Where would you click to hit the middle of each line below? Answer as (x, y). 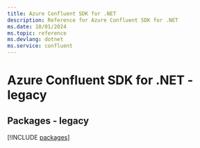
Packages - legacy (48, 121)
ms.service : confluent (40, 46)
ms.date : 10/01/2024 (37, 26)
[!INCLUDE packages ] (39, 137)
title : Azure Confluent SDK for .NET (62, 14)
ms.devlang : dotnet (35, 40)
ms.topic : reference (37, 33)
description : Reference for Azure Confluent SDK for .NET (93, 20)
